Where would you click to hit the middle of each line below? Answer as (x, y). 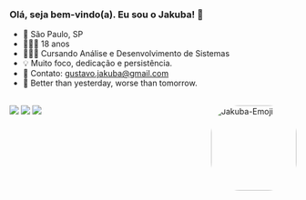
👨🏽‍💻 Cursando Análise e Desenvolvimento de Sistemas (126, 54)
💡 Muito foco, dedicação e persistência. (97, 64)
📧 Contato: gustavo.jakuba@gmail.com (96, 74)
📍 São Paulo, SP (53, 35)
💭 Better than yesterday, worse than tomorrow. (110, 83)
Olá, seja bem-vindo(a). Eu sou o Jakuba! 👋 (107, 15)
